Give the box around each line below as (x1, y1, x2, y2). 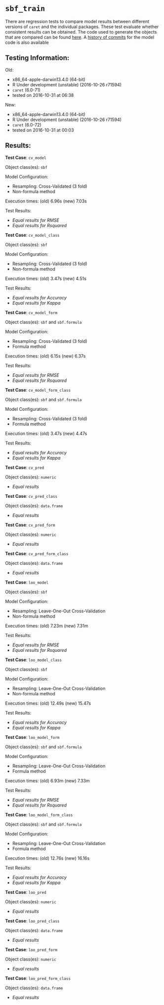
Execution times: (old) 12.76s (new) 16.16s (5, 855, 90, 861)
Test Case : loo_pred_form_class (5, 975, 71, 981)
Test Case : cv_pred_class (5, 493, 58, 499)
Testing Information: (5, 54, 70, 62)
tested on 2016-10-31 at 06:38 (12, 92, 74, 98)
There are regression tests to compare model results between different (5, 18, 150, 24)
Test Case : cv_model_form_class (5, 387, 71, 393)
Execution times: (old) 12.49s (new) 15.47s (5, 700, 91, 706)
